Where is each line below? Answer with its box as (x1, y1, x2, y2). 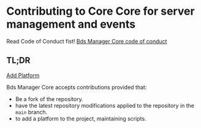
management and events (6, 17, 136, 31)
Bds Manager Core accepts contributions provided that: (6, 83, 147, 91)
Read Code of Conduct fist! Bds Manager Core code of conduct (6, 37, 167, 45)
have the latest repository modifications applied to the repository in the (15, 102, 195, 109)
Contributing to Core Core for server (6, 4, 195, 18)
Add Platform (6, 72, 40, 79)
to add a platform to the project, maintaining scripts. (15, 115, 146, 122)
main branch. (15, 108, 48, 116)
